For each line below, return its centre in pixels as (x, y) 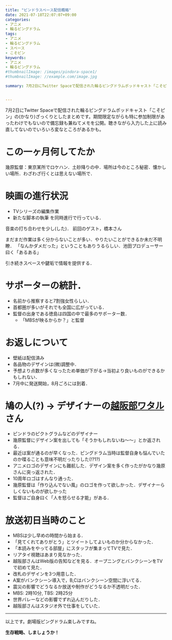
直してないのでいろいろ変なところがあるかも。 (55, 129)
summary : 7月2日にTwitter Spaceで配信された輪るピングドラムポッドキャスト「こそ (84, 86)
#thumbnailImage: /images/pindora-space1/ (51, 72)
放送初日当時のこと (46, 520)
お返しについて (37, 342)
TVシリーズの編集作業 (36, 211)
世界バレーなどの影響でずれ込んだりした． (58, 600)
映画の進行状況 (37, 196)
